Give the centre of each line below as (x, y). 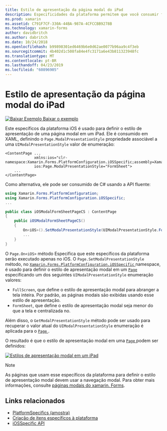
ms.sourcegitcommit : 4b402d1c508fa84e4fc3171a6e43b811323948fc (72, 51)
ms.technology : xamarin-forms (37, 28)
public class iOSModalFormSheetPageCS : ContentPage (61, 212)
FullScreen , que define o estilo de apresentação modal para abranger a (85, 289)
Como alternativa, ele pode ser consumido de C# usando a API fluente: (78, 184)
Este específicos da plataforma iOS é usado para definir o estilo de (74, 128)
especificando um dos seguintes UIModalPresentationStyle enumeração (79, 274)
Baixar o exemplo (61, 119)
